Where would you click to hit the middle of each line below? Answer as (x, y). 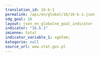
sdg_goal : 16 (19, 19)
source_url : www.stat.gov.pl (35, 47)
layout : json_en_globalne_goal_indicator (49, 24)
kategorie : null (22, 42)
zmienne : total (21, 33)
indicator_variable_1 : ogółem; (38, 38)
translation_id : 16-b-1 (30, 10)
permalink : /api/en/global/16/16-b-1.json (50, 14)
